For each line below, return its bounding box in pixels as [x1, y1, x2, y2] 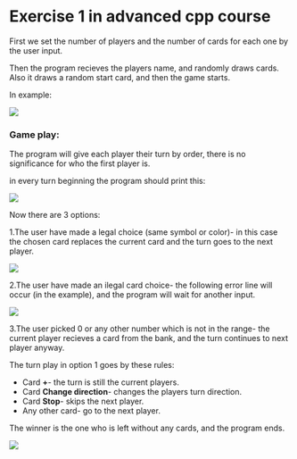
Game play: [9, 128, 60, 140]
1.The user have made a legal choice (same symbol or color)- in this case [9, 227, 278, 238]
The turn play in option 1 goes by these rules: [9, 360, 175, 371]
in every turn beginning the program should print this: [9, 176, 206, 187]
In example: [9, 89, 52, 100]
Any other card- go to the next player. [21, 405, 161, 416]
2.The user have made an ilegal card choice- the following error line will [9, 280, 273, 291]
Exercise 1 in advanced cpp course [9, 6, 271, 27]
